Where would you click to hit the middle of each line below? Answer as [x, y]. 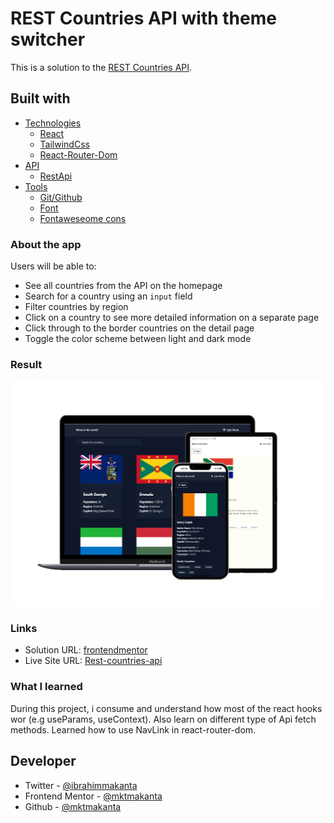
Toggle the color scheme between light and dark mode [138, 339]
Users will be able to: [53, 266]
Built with [40, 98]
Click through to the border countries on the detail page [139, 328]
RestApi [56, 176]
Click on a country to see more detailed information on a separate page [172, 318]
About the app [46, 244]
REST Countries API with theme [143, 18]
